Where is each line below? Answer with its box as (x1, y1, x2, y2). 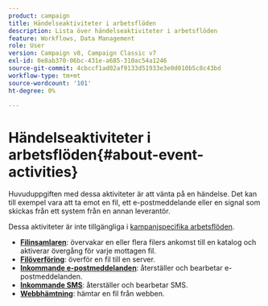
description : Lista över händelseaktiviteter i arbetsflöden (8, 27, 218, 35)
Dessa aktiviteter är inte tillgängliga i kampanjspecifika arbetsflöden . (8, 222, 235, 232)
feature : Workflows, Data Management (8, 34, 135, 43)
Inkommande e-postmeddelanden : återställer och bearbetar (19, 263, 223, 273)
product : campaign (8, 11, 70, 20)
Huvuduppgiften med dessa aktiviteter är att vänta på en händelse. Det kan (8, 189, 258, 199)
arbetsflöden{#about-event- (8, 146, 204, 163)
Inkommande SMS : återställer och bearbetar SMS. (19, 280, 188, 290)
